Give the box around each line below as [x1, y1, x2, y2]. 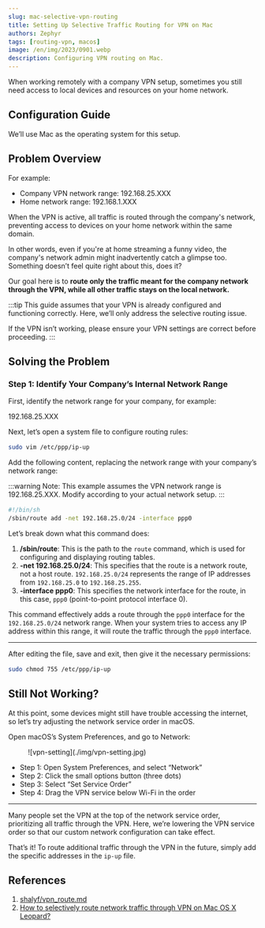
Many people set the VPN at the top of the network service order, [8, 810, 221, 820]
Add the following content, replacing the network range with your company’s [8, 458, 257, 468]
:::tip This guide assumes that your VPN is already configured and [8, 300, 222, 310]
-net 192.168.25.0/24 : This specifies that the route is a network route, [19, 561, 248, 570]
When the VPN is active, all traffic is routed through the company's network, [8, 212, 256, 221]
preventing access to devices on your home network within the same [8, 220, 233, 230]
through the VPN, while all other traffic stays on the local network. [8, 284, 230, 294]
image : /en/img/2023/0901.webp [8, 46, 111, 54]
